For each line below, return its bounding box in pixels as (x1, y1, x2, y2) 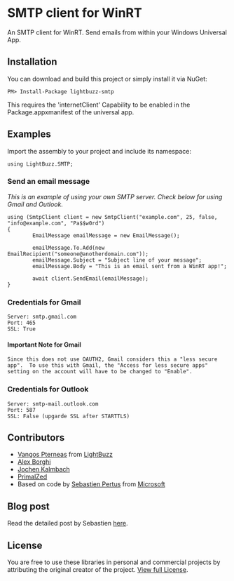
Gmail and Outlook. (7, 200, 63, 208)
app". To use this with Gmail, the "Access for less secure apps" (7, 362, 209, 369)
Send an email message (7, 177, 90, 187)
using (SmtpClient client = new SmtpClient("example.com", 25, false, (7, 213, 218, 220)
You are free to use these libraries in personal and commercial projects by (7, 558, 221, 566)
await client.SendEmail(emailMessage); (32, 275, 149, 282)
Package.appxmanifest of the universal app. (7, 107, 135, 116)
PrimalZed (17, 472, 48, 481)
